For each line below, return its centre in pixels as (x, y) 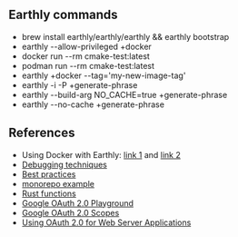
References (42, 133)
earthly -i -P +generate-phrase (79, 84)
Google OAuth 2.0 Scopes (70, 212)
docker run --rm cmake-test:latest (86, 56)
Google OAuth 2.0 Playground (77, 202)
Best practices (49, 174)
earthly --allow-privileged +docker (86, 46)
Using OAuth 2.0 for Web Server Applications (106, 222)
